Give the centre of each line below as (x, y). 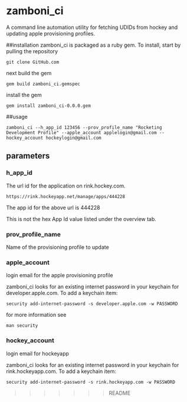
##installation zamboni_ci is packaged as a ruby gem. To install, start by (93, 45)
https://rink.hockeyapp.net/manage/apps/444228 (66, 196)
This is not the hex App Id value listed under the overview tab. (81, 219)
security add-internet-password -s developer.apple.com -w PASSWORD (92, 304)
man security (22, 326)
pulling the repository (32, 51)
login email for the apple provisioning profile (60, 275)
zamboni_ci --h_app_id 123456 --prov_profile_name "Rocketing (84, 127)
